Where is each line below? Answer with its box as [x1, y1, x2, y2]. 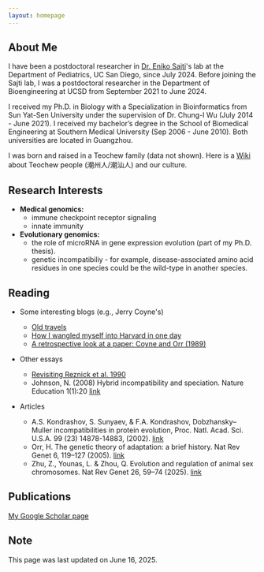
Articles [19, 402, 45, 411]
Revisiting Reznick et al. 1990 [31, 370, 126, 379]
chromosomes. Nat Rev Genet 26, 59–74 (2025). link [31, 467, 203, 477]
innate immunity [31, 222, 84, 231]
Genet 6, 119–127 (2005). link [31, 450, 125, 460]
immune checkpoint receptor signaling [31, 213, 157, 222]
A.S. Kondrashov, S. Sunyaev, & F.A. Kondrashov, [31, 417, 191, 427]
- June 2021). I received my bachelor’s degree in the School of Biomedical [8, 119, 249, 129]
